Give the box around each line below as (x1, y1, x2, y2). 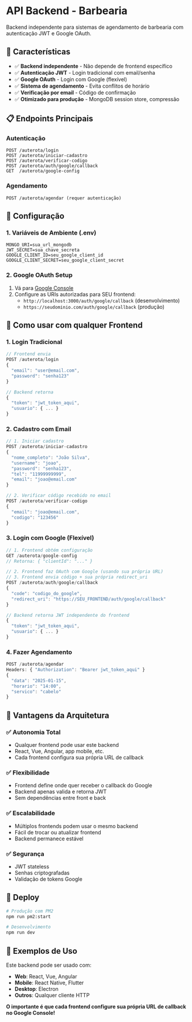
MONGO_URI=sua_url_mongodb (6, 242, 72, 248)
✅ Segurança (6, 850, 45, 858)
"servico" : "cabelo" (11, 689, 61, 694)
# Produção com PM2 (6, 908, 54, 914)
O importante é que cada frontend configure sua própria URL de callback (6, 1003, 186, 1010)
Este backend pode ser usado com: (6, 961, 92, 968)
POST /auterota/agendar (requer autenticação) (6, 195, 122, 201)
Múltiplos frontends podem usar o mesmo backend (14, 822, 138, 830)
